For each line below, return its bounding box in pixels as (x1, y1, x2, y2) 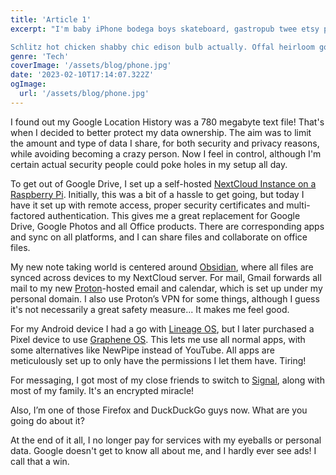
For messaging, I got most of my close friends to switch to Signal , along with (10, 374, 325, 386)
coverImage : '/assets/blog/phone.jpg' (10, 61, 172, 71)
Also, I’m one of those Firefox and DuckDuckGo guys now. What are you (10, 404, 308, 416)
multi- (286, 199, 311, 211)
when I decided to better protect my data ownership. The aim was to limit (10, 126, 312, 138)
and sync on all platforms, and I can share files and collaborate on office (10, 231, 308, 243)
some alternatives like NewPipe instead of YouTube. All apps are (10, 344, 275, 356)
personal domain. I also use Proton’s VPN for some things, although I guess (10, 292, 320, 305)
